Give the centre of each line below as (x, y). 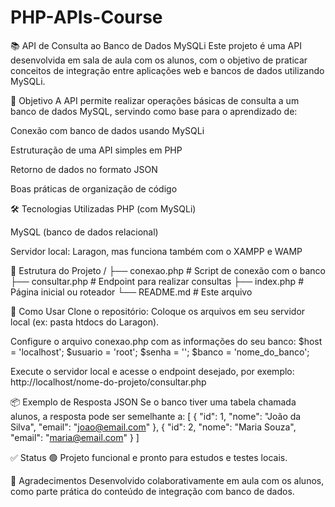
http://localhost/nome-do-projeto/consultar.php (108, 382)
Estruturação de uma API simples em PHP (96, 150)
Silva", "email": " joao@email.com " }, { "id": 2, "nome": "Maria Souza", (153, 427)
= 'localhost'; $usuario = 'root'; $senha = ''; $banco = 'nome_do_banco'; (160, 352)
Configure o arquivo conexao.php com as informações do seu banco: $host (166, 341)
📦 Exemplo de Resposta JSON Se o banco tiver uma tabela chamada (153, 402)
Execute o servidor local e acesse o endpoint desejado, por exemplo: (152, 371)
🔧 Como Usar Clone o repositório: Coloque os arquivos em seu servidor (158, 311)
